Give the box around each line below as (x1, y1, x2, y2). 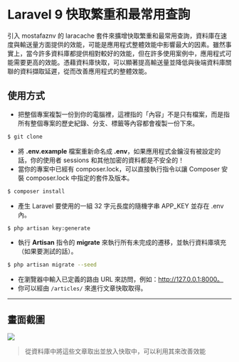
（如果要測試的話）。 (17, 247, 78, 256)
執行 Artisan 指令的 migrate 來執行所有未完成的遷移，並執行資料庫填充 (17, 238, 226, 247)
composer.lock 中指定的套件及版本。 (26, 174, 134, 182)
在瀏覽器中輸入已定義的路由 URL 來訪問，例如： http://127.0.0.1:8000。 (17, 275, 224, 284)
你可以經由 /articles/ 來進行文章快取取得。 (17, 284, 147, 292)
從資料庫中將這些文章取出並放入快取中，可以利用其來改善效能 (24, 347, 206, 356)
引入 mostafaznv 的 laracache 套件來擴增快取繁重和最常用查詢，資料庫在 (7, 31, 221, 40)
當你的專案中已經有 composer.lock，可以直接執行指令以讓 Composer (17, 164, 221, 173)
